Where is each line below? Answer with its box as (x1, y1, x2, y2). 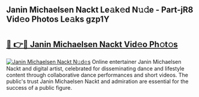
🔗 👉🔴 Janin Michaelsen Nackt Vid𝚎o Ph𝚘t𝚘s (6, 39, 179, 49)
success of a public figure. (6, 84, 72, 91)
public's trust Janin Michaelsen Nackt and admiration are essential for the (6, 78, 189, 85)
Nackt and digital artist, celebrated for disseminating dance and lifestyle (6, 65, 185, 72)
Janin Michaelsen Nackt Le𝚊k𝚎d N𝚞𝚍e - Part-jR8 (6, 5, 194, 15)
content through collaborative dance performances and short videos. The (6, 72, 188, 78)
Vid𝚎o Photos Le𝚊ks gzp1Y (6, 14, 110, 25)
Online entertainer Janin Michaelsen (92, 58, 182, 65)
